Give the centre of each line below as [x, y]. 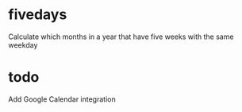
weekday [23, 44]
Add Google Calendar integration [62, 99]
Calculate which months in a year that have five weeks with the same [121, 37]
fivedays [38, 15]
